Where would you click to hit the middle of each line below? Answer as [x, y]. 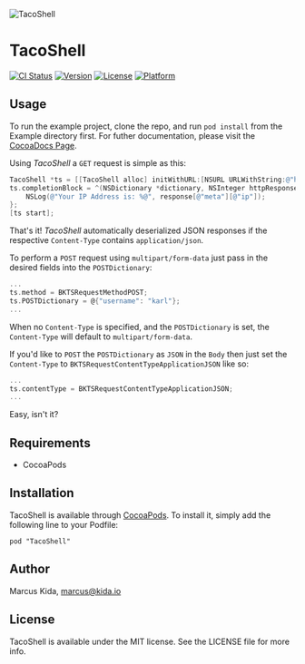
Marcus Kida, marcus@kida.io [65, 591]
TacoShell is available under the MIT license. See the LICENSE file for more [150, 641]
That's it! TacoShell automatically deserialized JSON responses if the [138, 230]
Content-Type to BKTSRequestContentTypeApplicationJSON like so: [129, 364]
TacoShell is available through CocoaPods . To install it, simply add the [140, 515]
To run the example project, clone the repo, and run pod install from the [146, 126]
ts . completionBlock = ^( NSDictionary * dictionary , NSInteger [128, 188]
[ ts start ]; [32, 213]
